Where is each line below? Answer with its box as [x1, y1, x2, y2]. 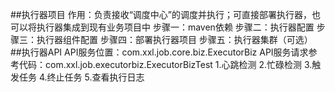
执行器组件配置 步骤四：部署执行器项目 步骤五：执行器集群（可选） [36, 34, 313, 45]
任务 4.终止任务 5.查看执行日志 [18, 71, 145, 83]
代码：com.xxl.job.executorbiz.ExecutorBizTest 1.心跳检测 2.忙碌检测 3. [18, 59, 313, 70]
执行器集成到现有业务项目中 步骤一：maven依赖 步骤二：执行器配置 [36, 21, 315, 33]
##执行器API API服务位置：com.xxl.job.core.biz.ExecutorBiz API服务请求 [10, 46, 309, 58]
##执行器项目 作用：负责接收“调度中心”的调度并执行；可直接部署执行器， [10, 9, 312, 20]
